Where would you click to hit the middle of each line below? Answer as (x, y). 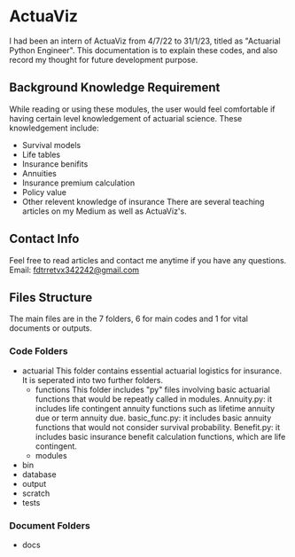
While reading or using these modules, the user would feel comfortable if (142, 109)
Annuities (39, 173)
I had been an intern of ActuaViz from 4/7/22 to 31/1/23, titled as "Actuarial (145, 41)
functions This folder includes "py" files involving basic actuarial (152, 389)
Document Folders (50, 525)
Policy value (44, 192)
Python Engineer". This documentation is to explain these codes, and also (144, 50)
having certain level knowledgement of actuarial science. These (126, 118)
